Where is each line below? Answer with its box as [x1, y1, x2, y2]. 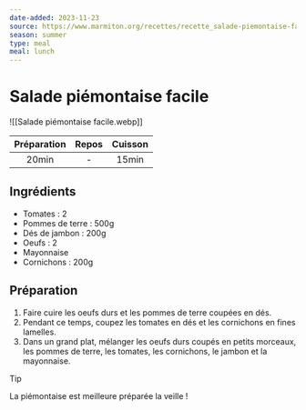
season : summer [9, 30, 67, 39]
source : [9, 22, 39, 31]
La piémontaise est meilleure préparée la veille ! [9, 390, 189, 401]
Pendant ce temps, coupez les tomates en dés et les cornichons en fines [22, 316, 296, 327]
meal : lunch [9, 47, 55, 56]
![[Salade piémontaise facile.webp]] [9, 116, 143, 127]
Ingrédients [9, 184, 76, 200]
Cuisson [111, 138, 148, 151]
